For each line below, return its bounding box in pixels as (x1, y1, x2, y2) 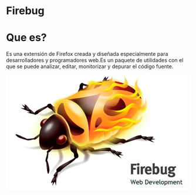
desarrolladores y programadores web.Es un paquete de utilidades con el (6, 57, 184, 64)
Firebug (6, 4, 45, 18)
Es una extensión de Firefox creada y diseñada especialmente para (6, 51, 168, 58)
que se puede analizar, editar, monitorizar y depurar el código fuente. (6, 63, 174, 70)
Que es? (6, 31, 47, 45)
